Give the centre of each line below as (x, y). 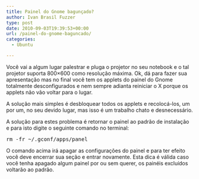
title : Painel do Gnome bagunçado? (50, 12)
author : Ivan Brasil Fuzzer (41, 17)
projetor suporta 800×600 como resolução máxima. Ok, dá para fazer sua (97, 73)
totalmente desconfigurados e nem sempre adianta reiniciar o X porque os (97, 86)
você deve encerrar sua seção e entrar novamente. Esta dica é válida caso (97, 157)
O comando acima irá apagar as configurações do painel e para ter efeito (96, 150)
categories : (21, 39)
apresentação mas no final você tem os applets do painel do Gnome (90, 79)
